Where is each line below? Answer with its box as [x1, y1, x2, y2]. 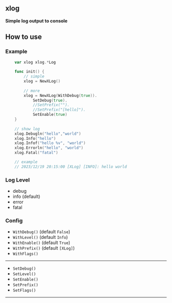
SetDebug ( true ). [32, 97, 68, 103]
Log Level [5, 176, 30, 184]
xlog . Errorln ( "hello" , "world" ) [14, 146, 83, 151]
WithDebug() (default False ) [12, 229, 71, 235]
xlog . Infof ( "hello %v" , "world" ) [14, 140, 86, 146]
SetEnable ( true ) [32, 112, 68, 117]
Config [5, 217, 23, 224]
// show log [14, 126, 40, 131]
